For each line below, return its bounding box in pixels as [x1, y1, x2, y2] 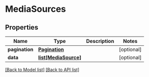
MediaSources [5, 3, 66, 15]
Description [86, 38, 114, 44]
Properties [5, 23, 38, 32]
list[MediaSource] [38, 54, 81, 61]
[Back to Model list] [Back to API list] [5, 67, 80, 73]
